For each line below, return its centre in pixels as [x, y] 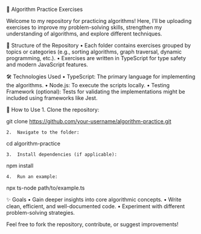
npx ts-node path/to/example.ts [46, 188]
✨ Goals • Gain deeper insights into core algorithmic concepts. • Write [94, 199]
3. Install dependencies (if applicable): [62, 155]
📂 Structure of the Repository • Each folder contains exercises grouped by [99, 45]
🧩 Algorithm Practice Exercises [45, 9]
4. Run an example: [32, 177]
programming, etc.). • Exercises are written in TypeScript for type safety [96, 58]
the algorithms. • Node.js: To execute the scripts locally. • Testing [88, 85]
